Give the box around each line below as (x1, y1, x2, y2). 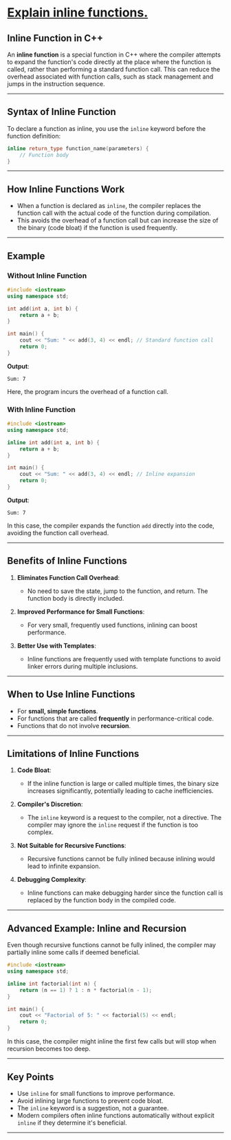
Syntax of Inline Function (7, 106, 117, 118)
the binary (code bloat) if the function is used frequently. (16, 224, 177, 232)
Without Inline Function (7, 271, 87, 280)
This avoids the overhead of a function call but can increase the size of (16, 216, 219, 225)
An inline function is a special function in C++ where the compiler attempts (7, 50, 221, 59)
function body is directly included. (27, 594, 124, 602)
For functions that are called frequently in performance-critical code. (16, 714, 214, 723)
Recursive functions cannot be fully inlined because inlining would (27, 855, 215, 863)
